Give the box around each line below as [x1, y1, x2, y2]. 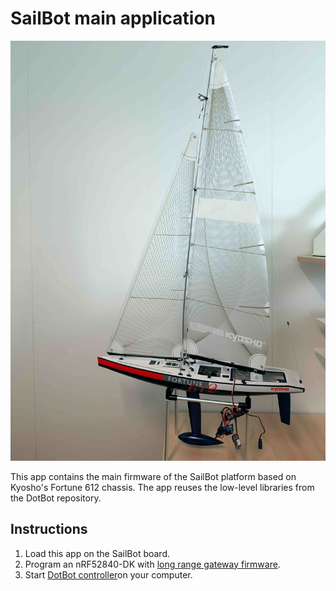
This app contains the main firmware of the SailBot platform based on [10, 470, 297, 482]
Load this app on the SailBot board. [24, 547, 171, 559]
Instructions [10, 521, 88, 538]
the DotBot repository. [10, 492, 102, 504]
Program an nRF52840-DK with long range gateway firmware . [24, 558, 281, 570]
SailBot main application [10, 7, 216, 30]
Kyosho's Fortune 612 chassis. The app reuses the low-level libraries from [10, 481, 315, 493]
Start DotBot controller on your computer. [24, 568, 193, 581]
